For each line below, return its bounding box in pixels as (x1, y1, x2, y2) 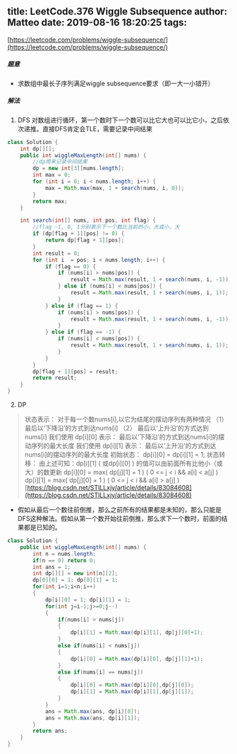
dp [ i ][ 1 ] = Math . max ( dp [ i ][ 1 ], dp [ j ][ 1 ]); (70, 688, 194, 695)
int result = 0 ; (32, 250, 80, 257)
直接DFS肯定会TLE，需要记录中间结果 (42, 124, 153, 133)
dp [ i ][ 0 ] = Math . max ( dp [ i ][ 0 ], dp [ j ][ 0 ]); (70, 681, 194, 689)
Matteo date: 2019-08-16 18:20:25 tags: (7, 17, 188, 29)
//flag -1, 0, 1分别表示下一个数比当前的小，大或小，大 (32, 224, 180, 231)
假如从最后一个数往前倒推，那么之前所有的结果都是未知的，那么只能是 (17, 505, 222, 514)
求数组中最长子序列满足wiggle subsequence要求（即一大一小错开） (17, 79, 214, 88)
